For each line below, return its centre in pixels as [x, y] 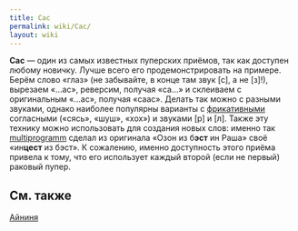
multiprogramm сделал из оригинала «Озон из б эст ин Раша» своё [139, 138]
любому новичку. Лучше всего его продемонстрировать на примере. [145, 70]
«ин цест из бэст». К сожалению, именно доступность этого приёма [142, 147]
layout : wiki [34, 35]
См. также [41, 195]
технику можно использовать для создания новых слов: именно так [142, 128]
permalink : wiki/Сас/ [50, 26]
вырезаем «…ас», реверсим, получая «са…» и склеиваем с [126, 90]
